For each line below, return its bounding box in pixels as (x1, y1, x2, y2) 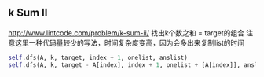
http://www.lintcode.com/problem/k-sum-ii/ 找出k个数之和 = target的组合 (8, 27, 245, 38)
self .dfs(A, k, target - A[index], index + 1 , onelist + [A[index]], (8, 60, 241, 69)
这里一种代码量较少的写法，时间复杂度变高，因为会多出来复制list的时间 (14, 38, 245, 47)
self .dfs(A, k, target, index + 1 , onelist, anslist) (8, 53, 189, 61)
